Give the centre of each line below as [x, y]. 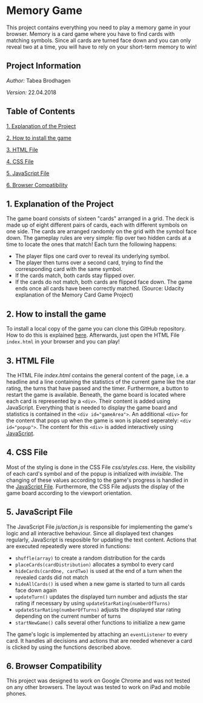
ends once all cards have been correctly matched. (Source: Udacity [99, 289]
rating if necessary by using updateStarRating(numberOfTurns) [93, 603]
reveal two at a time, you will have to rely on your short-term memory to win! [101, 47]
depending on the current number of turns [68, 616]
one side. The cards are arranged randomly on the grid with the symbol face [101, 231]
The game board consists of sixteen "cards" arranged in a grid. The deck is [101, 219]
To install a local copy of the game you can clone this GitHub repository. [96, 329]
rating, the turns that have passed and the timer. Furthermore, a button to [98, 388]
